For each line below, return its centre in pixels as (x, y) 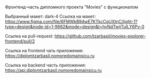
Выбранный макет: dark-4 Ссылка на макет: (50, 16)
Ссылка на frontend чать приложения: (44, 51)
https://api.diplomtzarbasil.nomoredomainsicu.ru (54, 70)
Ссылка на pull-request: (29, 36)
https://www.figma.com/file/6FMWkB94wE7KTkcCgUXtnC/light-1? (71, 22)
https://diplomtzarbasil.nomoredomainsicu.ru (50, 56)
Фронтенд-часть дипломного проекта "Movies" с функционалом (72, 7)
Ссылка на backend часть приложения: (46, 65)
